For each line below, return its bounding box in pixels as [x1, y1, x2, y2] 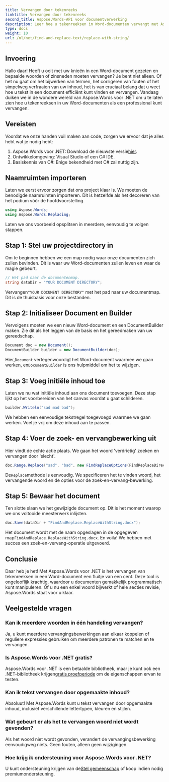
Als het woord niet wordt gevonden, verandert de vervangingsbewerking [5, 736, 156, 742]
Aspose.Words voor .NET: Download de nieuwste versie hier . [12, 148, 137, 154]
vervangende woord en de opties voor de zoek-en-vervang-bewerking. [5, 477, 153, 483]
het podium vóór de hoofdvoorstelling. [5, 198, 84, 204]
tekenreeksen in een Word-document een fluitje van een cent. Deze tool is [5, 574, 159, 580]
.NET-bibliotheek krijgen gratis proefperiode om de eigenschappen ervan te [5, 671, 161, 677]
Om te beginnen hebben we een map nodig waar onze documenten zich [5, 254, 155, 260]
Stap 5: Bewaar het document [5, 491, 101, 500]
